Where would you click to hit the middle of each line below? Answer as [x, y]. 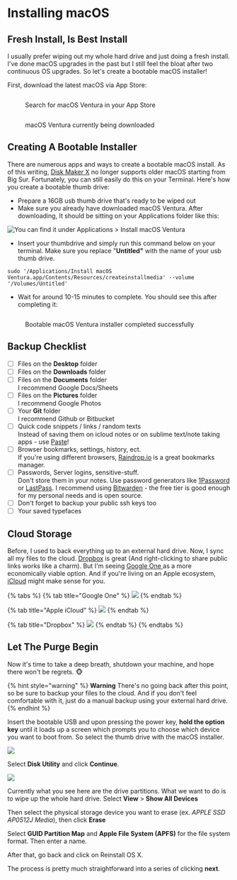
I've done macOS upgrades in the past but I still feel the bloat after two [110, 64]
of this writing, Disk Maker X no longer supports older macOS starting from [116, 172]
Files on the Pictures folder [57, 395]
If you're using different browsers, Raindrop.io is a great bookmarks [116, 457]
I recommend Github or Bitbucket [66, 418]
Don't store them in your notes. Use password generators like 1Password [123, 481]
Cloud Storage [40, 534]
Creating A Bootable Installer [73, 147]
